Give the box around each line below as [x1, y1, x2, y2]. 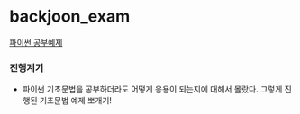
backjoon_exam [9, 6, 131, 27]
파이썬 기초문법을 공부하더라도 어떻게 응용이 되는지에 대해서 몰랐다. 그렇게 [22, 83, 283, 95]
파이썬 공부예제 [9, 37, 63, 48]
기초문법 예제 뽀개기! [39, 95, 113, 106]
